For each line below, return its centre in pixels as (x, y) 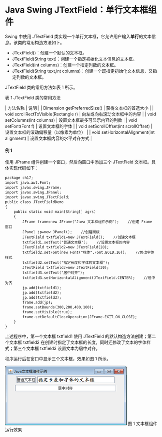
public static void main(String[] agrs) (55, 212)
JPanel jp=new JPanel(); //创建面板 (61, 232)
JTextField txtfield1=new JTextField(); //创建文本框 (79, 237)
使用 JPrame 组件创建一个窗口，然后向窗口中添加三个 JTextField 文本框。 (78, 162)
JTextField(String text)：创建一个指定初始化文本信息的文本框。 (74, 59)
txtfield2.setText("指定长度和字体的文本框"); (66, 263)
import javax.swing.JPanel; (33, 193)
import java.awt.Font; (28, 183)
